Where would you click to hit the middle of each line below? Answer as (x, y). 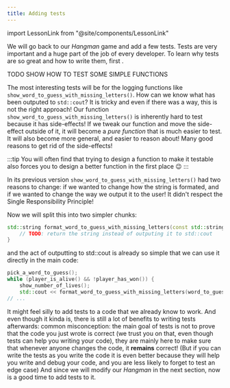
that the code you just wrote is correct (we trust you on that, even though (110, 333)
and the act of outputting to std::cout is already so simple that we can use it (114, 253)
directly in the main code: (43, 260)
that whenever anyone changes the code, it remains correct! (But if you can (114, 348)
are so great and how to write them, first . (66, 61)
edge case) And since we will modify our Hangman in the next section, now (114, 369)
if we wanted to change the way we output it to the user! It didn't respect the (115, 194)
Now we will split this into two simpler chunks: (72, 215)
